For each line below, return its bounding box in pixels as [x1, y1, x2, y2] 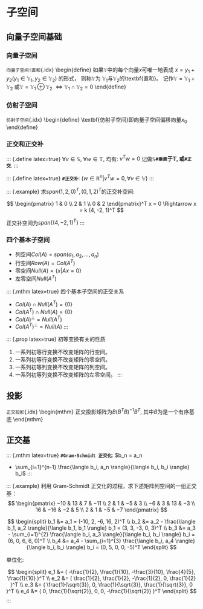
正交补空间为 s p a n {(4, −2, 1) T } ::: [6, 218, 85, 226]
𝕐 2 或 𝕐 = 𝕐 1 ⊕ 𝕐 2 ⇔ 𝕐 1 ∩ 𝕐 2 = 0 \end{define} [6, 83, 127, 92]
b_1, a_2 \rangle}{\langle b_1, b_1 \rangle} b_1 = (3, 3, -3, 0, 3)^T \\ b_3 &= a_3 [7, 524, 196, 532]
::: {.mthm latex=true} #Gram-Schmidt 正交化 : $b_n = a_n [6, 452, 143, 459]
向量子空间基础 [6, 31, 62, 42]
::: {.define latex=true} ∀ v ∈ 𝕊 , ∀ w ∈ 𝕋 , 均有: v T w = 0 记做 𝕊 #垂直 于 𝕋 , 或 [6, 154, 185, 162]
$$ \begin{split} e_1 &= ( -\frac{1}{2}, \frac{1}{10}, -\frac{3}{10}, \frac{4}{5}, [7, 568, 196, 575]
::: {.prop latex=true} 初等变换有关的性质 [6, 335, 106, 343]
